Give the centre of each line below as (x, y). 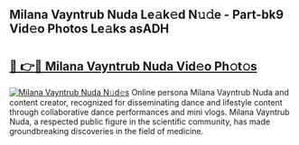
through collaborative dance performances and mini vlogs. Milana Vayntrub (150, 112)
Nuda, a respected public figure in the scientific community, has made (140, 122)
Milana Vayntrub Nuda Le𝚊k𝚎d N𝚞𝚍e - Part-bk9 (147, 15)
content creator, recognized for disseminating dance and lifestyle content (146, 102)
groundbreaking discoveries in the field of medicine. (107, 131)
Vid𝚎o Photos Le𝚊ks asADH (89, 29)
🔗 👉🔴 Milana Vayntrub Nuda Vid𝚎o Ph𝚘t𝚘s (133, 66)
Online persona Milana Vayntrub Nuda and (210, 92)
